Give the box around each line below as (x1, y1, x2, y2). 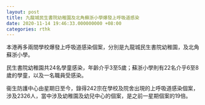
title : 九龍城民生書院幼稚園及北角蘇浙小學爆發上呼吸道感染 (6, 15, 140, 21)
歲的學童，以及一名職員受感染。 (6, 71, 87, 79)
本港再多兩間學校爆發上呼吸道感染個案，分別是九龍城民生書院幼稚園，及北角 (6, 43, 199, 51)
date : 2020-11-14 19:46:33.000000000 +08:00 (6, 20, 122, 26)
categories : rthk (6, 26, 51, 32)
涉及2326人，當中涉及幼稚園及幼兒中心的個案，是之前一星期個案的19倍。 (6, 92, 192, 100)
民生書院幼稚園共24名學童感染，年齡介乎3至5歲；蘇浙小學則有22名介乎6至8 (6, 64, 199, 71)
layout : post (6, 9, 40, 15)
